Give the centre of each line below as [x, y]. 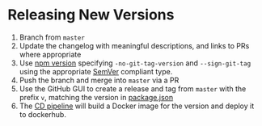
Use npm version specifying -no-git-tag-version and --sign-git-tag [135, 63]
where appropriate [50, 54]
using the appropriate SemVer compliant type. [96, 71]
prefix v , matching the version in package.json [96, 97]
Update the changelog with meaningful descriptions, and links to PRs [134, 45]
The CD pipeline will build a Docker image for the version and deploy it [137, 106]
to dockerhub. [42, 114]
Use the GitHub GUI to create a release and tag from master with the [133, 88]
